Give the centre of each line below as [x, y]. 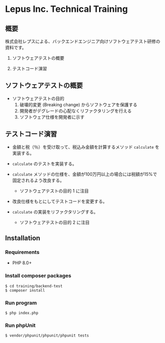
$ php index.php [22, 313]
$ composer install [25, 290]
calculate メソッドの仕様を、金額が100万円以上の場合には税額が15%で [85, 174]
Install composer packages [38, 276]
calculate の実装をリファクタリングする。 [55, 212]
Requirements [22, 252]
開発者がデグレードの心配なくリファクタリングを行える [76, 111]
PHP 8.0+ [22, 263]
